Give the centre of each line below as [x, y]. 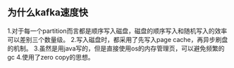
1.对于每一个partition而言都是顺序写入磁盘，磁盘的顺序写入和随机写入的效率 [117, 31]
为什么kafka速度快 [48, 13]
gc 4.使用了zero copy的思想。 [51, 57]
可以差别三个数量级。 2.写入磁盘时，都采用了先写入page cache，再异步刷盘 [118, 39]
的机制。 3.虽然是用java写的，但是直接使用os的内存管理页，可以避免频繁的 [116, 48]
